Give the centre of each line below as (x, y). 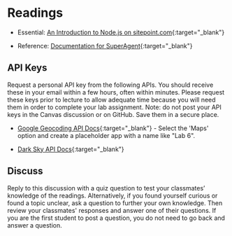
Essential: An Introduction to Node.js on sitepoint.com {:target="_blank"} (121, 32)
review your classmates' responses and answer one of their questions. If (112, 210)
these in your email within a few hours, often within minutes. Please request (116, 92)
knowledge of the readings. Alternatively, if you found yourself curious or (113, 195)
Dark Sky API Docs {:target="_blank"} (71, 149)
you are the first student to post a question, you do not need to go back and (116, 218)
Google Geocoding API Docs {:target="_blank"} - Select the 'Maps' (113, 128)
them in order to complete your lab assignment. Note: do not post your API (114, 107)
